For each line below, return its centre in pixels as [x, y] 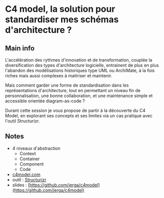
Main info [20, 48]
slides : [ [21, 185]
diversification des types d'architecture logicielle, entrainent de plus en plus [82, 65]
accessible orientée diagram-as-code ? [45, 101]
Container [30, 159]
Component [32, 164]
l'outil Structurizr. [23, 121]
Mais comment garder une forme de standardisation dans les [67, 85]
